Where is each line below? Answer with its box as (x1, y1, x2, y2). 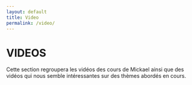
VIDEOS (6, 46, 46, 60)
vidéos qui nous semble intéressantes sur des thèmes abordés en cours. (6, 72, 187, 80)
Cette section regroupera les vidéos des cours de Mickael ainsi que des (6, 66, 184, 73)
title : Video (6, 14, 39, 20)
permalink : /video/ (6, 20, 55, 26)
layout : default (6, 8, 47, 15)
